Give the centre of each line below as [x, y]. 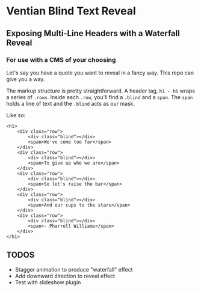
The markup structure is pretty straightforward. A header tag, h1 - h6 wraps [101, 91]
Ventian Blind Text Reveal [71, 11]
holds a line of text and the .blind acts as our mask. [71, 103]
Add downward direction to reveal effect [65, 276]
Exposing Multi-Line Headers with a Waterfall [93, 33]
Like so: [16, 115]
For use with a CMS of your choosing [61, 59]
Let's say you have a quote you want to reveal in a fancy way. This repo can [100, 73]
